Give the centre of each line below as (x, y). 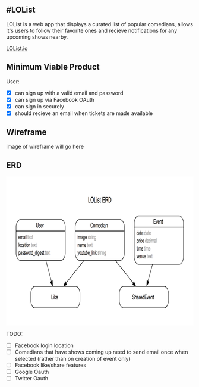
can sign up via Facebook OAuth (55, 99)
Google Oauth (32, 372)
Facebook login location (44, 345)
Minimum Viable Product (53, 67)
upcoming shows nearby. (37, 37)
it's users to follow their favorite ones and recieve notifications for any (92, 30)
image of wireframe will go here (45, 146)
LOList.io (17, 48)
